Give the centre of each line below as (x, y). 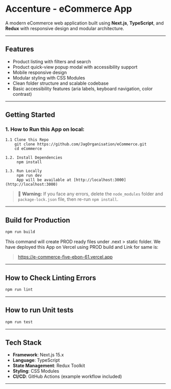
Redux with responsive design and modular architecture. (65, 28)
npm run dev (29, 176)
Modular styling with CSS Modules (49, 77)
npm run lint (19, 289)
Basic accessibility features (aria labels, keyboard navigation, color (83, 88)
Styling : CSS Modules (36, 371)
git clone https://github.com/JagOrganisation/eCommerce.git (80, 144)
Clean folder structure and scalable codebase (61, 83)
